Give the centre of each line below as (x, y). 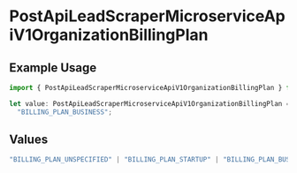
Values (29, 140)
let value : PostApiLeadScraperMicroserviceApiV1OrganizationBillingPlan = (150, 103)
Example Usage (53, 68)
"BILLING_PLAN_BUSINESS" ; (65, 112)
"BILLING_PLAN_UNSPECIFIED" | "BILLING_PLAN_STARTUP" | (114, 160)
